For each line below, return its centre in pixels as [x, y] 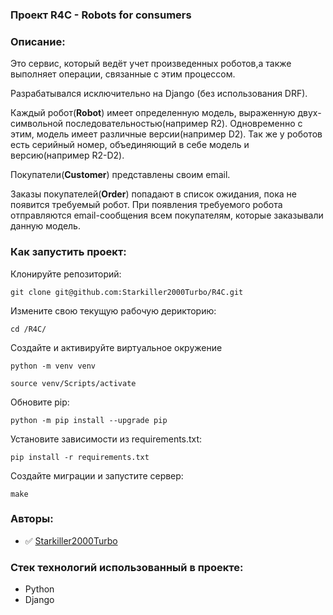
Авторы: [32, 519]
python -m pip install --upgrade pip [89, 420]
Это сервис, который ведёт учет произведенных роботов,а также [151, 64]
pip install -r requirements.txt [80, 457]
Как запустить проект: [68, 252]
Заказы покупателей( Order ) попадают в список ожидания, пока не [153, 194]
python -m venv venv [53, 366]
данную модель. [45, 226]
